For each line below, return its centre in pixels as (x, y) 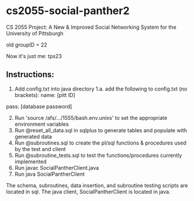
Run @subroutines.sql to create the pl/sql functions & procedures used (101, 143)
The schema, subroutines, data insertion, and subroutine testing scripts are (97, 185)
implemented (31, 161)
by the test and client (40, 149)
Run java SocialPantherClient (50, 174)
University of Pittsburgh (35, 33)
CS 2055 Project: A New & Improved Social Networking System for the (91, 27)
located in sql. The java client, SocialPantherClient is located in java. (88, 192)
